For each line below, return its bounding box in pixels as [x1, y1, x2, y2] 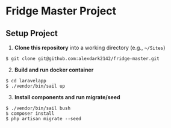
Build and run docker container [14, 66, 94, 73]
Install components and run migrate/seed [14, 94, 121, 100]
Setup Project [5, 28, 58, 38]
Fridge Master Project [5, 4, 117, 18]
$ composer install [5, 111, 55, 117]
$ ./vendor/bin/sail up [5, 83, 66, 89]
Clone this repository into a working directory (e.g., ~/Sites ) [14, 44, 166, 51]
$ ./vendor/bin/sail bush [5, 105, 70, 111]
